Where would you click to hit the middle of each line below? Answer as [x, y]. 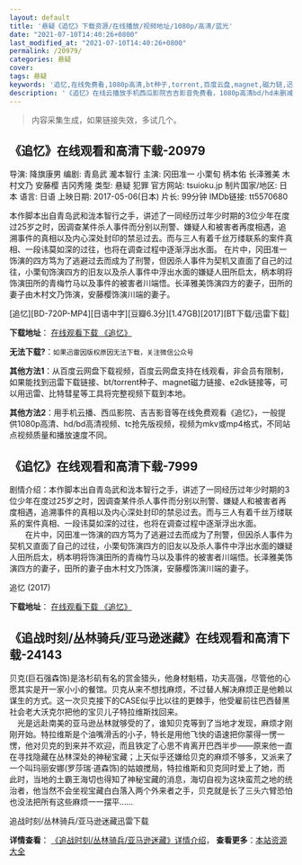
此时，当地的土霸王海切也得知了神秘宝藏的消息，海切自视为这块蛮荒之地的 [147, 779]
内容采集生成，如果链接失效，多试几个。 [106, 120]
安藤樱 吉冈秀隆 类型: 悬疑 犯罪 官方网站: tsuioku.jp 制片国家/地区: [156, 185]
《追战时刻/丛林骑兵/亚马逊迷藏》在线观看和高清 [144, 638]
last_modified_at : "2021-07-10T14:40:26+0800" [98, 43]
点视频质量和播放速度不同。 [61, 435]
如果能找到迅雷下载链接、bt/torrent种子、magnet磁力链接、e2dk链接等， [145, 383]
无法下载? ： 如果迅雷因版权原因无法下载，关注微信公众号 [102, 352]
